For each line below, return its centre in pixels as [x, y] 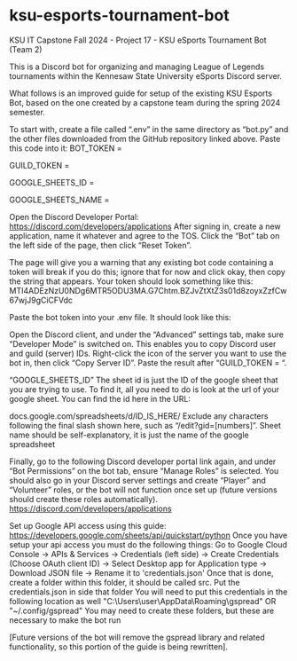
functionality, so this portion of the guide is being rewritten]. [119, 646]
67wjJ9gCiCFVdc [41, 300]
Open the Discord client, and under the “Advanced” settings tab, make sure [146, 334]
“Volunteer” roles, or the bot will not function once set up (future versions [143, 490]
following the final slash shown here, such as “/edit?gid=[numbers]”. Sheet [145, 425]
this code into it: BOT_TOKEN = [66, 148]
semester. [27, 112]
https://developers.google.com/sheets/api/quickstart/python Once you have [148, 535]
